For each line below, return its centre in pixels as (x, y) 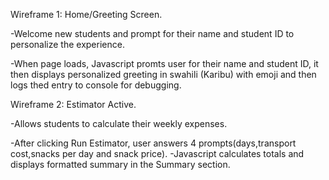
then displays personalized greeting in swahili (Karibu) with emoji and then (163, 74)
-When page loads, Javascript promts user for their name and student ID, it (164, 63)
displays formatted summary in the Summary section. (120, 164)
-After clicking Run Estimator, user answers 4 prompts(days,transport (153, 143)
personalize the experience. (67, 44)
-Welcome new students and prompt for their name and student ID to (152, 33)
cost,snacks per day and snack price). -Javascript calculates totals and (157, 153)
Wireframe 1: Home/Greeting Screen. (86, 14)
